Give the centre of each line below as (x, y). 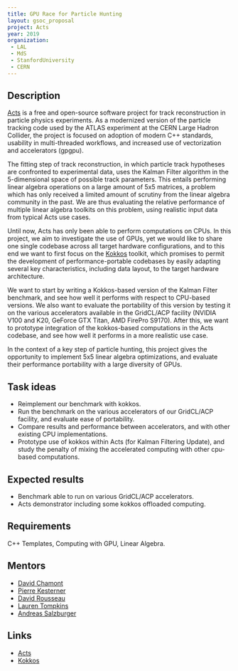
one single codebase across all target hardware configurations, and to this (116, 246)
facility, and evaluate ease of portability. (76, 419)
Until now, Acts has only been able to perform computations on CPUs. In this (119, 231)
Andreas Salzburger (47, 613)
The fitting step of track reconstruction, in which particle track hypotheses (116, 164)
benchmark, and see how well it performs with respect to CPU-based (109, 298)
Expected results (45, 479)
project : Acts (28, 27)
